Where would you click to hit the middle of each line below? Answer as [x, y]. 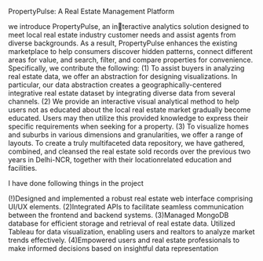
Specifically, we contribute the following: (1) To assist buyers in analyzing [126, 68]
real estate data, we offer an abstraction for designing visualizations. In [123, 76]
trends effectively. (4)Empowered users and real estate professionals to [124, 240]
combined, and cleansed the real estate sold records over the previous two [130, 151]
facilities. [23, 168]
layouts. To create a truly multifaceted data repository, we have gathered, [127, 143]
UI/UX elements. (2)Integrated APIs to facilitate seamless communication [126, 207]
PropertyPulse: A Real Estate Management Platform [91, 11]
